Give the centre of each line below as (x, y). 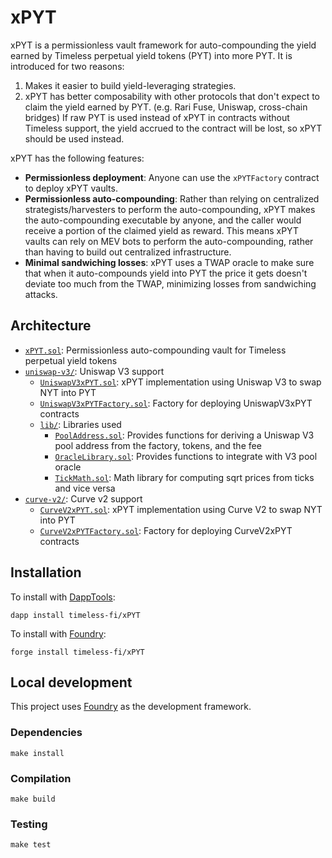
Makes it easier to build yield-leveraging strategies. (130, 85)
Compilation (41, 778)
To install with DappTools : (63, 597)
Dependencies (46, 733)
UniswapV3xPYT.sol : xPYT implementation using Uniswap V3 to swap (180, 382)
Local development (71, 682)
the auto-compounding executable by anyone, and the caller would (163, 220)
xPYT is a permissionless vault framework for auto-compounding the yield (163, 45)
